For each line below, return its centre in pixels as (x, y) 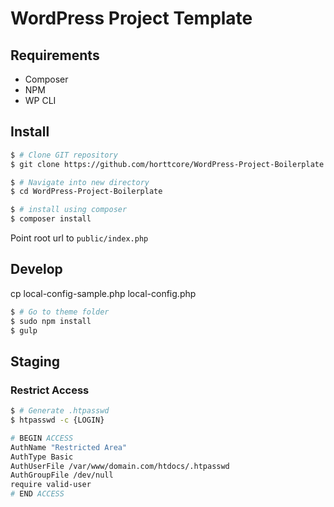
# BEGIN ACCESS (42, 438)
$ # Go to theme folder (60, 312)
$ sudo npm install (51, 321)
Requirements (55, 55)
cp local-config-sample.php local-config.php (103, 293)
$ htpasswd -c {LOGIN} (57, 420)
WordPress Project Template (131, 18)
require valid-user (51, 485)
